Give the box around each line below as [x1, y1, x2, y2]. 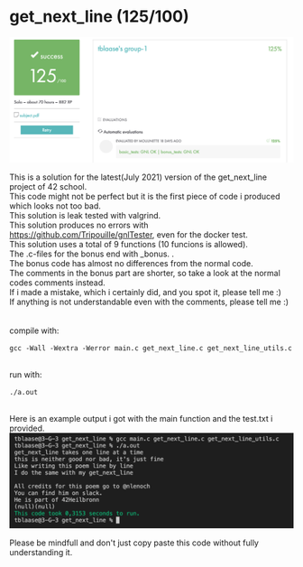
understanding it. [9, 547, 73, 558]
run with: [9, 368, 42, 380]
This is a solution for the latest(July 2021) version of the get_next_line [9, 172, 268, 182]
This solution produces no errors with [9, 219, 149, 230]
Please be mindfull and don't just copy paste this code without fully [9, 537, 260, 548]
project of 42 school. [9, 181, 87, 191]
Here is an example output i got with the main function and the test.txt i [9, 413, 273, 423]
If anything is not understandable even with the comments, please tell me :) [9, 296, 289, 307]
